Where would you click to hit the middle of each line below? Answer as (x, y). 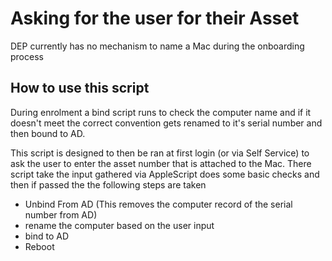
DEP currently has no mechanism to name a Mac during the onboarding (157, 46)
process (27, 56)
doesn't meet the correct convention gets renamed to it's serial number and (166, 123)
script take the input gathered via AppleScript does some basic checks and (165, 174)
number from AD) (61, 214)
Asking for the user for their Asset (155, 18)
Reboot (39, 246)
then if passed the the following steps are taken (108, 184)
